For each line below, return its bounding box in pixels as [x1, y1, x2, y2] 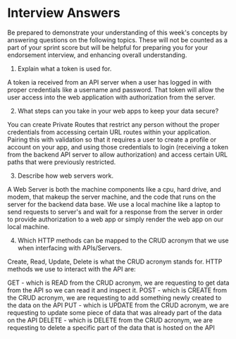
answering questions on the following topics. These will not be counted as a [7, 35, 228, 44]
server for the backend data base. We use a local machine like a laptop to [7, 199, 221, 209]
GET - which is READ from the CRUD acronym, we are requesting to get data [7, 278, 230, 287]
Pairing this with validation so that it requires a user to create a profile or [7, 135, 217, 144]
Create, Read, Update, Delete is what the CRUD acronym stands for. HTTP [7, 257, 223, 266]
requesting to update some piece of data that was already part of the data [7, 308, 222, 316]
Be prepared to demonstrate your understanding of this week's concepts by [7, 28, 228, 37]
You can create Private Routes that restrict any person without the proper [7, 120, 220, 128]
